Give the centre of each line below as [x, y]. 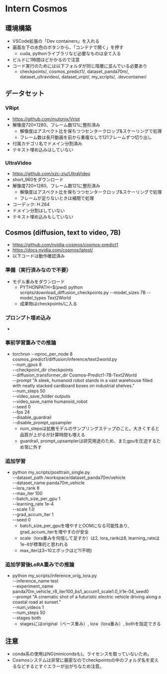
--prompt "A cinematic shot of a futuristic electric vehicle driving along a [86, 597]
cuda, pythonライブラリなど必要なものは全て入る [70, 53]
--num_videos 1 [28, 607]
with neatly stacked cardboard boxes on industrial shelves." [74, 385]
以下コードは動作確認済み [39, 256]
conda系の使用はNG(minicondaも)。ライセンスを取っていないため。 [82, 654]
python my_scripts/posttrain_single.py [51, 472]
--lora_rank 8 [26, 488]
